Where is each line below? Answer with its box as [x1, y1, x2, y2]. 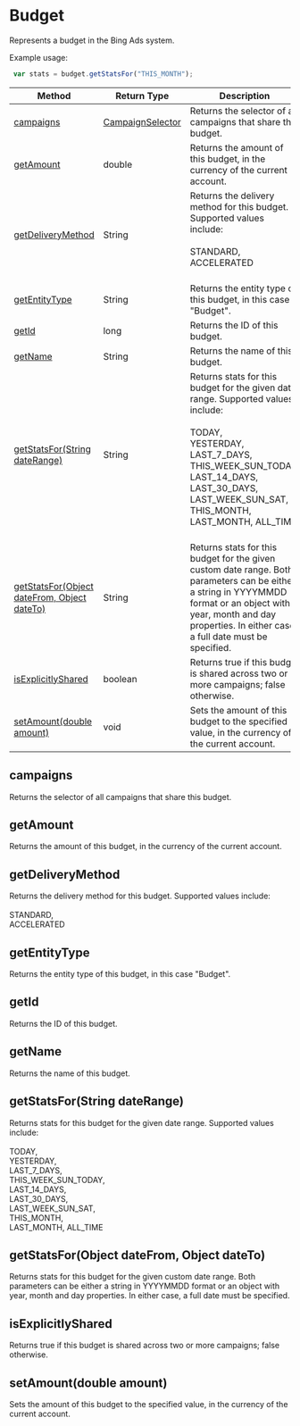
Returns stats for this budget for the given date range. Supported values [9, 1117, 274, 1128]
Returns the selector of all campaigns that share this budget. [9, 791, 232, 802]
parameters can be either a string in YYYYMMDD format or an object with [9, 1280, 280, 1291]
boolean [103, 672, 137, 685]
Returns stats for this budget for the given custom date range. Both [9, 1272, 256, 1282]
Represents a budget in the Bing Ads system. [9, 35, 175, 46]
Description [219, 89, 271, 102]
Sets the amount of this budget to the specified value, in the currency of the [9, 1398, 288, 1409]
